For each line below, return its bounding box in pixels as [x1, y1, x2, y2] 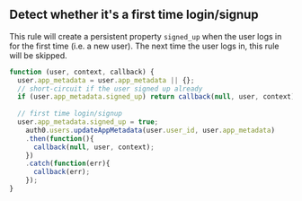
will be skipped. [9, 49, 67, 61]
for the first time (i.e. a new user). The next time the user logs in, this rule [9, 40, 280, 51]
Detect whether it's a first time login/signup [9, 7, 259, 22]
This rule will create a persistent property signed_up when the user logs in [9, 31, 282, 41]
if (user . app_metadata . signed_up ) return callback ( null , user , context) [17, 92, 296, 101]
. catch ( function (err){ [25, 159, 111, 169]
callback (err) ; [32, 168, 91, 177]
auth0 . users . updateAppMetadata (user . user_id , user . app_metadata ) [25, 126, 276, 135]
